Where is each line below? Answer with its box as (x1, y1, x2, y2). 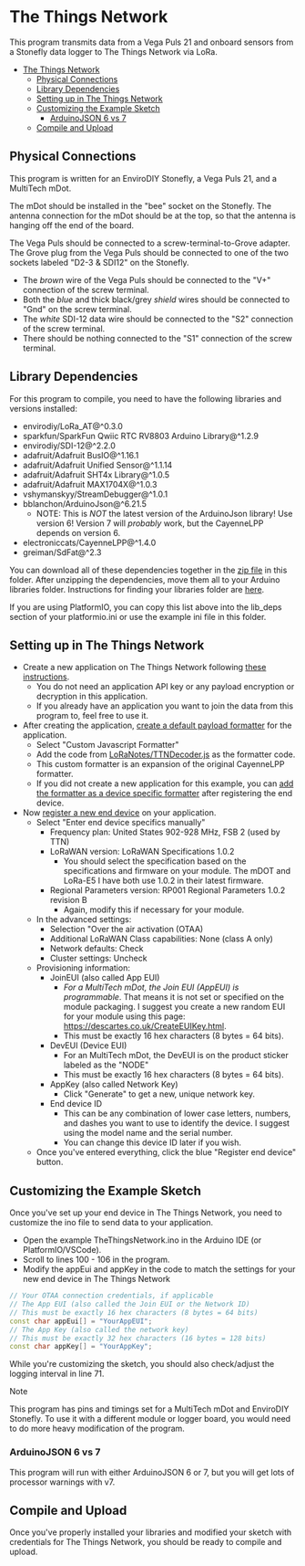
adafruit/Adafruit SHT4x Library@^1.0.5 (22, 468, 170, 480)
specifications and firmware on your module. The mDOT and (63, 866, 291, 877)
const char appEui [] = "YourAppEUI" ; (9, 1317, 153, 1326)
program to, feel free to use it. (36, 710, 148, 721)
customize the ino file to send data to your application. (9, 1217, 214, 1228)
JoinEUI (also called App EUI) (49, 972, 160, 983)
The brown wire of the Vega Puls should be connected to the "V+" (22, 274, 271, 285)
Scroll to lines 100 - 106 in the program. (22, 1254, 170, 1266)
